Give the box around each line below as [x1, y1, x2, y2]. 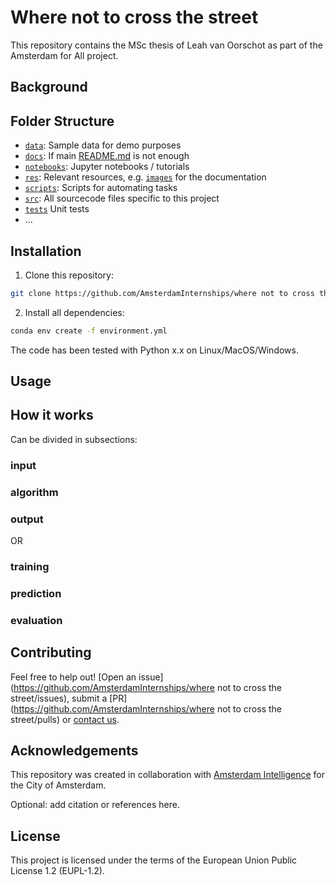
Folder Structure [10, 112, 115, 130]
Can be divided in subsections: [10, 433, 138, 445]
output [10, 512, 44, 526]
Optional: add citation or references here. [10, 799, 180, 811]
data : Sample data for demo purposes [24, 139, 182, 151]
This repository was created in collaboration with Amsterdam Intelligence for [10, 769, 325, 781]
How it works [10, 407, 94, 424]
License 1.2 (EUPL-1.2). [10, 865, 105, 877]
